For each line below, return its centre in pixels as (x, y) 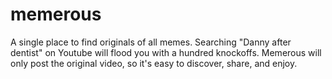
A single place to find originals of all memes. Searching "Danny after (151, 42)
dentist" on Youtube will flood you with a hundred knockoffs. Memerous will (166, 52)
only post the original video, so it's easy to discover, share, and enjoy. (154, 63)
